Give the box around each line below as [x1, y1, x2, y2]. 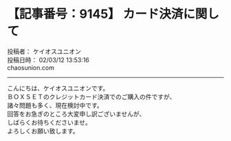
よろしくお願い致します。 [7, 127, 79, 135]
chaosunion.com [7, 63, 55, 72]
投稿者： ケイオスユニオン [7, 47, 81, 55]
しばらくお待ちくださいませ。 [7, 118, 91, 127]
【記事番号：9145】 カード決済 [7, 6, 184, 22]
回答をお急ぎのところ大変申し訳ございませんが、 [7, 110, 146, 118]
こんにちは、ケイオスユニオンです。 [7, 84, 109, 92]
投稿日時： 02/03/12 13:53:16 [7, 55, 89, 64]
